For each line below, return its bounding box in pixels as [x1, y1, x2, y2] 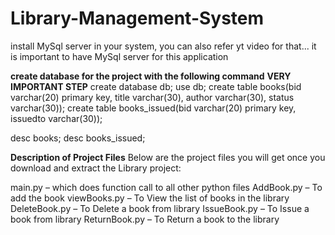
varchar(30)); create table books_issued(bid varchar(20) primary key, [10, 102, 297, 114]
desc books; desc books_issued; [10, 132, 146, 144]
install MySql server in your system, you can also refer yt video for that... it [10, 40, 317, 52]
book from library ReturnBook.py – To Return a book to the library [10, 213, 280, 225]
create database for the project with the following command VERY [10, 70, 292, 82]
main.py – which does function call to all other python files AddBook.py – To [10, 181, 323, 193]
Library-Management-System [10, 7, 265, 30]
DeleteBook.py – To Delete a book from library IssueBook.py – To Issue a [10, 202, 310, 214]
